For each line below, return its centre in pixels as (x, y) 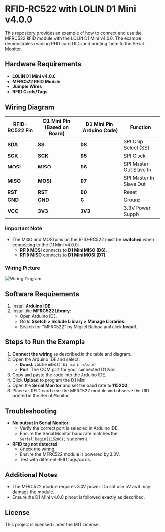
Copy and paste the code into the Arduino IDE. (59, 375)
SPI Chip (133, 141)
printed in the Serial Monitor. (41, 395)
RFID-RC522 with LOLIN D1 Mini (71, 9)
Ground (132, 200)
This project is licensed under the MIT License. (53, 525)
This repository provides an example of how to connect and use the (74, 33)
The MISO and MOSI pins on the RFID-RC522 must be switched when (83, 239)
